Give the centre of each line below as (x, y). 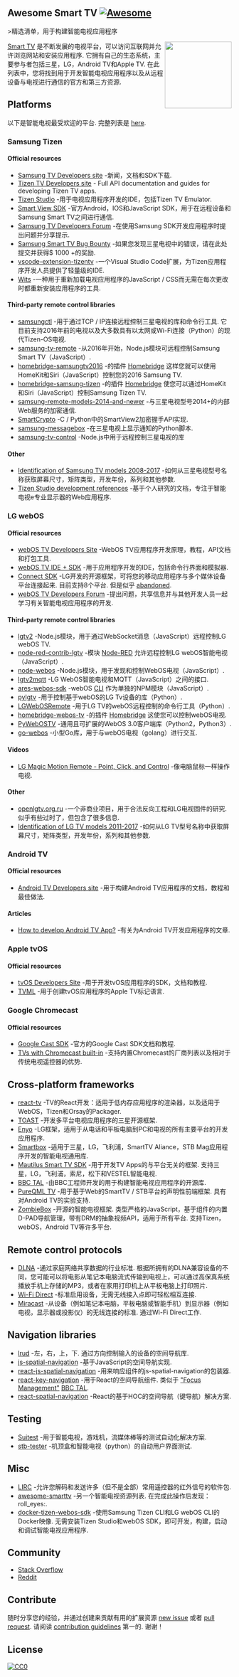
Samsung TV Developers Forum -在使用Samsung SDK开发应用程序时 (119, 225)
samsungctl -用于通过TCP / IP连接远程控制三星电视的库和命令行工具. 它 (122, 321)
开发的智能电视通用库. (56, 1156)
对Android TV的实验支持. (54, 1200)
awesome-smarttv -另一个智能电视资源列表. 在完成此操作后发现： (114, 1496)
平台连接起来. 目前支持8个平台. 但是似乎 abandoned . (95, 585)
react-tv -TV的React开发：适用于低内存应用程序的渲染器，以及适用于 (119, 1102)
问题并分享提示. (47, 235)
